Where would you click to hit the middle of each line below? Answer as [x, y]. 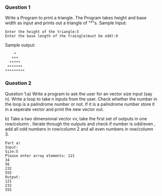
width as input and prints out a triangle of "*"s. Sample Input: [66, 23]
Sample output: [20, 45]
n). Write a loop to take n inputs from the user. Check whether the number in [81, 99]
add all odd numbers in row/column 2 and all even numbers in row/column [79, 129]
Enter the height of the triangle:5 [42, 32]
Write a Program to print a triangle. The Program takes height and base [76, 18]
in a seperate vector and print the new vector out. [55, 109]
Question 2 [18, 83]
